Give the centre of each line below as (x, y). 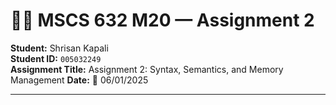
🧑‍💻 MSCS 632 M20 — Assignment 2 (162, 20)
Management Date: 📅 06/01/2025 (79, 80)
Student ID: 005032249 (56, 58)
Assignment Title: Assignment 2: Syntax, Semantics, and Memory (147, 69)
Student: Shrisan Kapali (59, 48)
